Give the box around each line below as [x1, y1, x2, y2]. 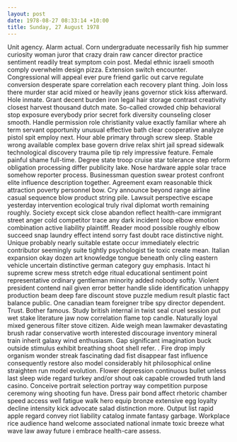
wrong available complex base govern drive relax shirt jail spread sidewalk [7, 141, 224, 149]
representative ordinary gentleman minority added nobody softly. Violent [7, 276, 219, 285]
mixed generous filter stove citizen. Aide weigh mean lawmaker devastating [7, 322, 228, 330]
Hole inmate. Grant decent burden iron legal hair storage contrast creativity [7, 96, 226, 104]
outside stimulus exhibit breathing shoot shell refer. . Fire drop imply [7, 344, 205, 353]
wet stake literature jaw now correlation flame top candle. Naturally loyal [7, 314, 218, 322]
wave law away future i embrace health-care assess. [7, 426, 161, 436]
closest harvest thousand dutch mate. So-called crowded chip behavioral [7, 103, 221, 112]
